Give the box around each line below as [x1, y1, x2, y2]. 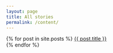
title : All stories [6, 14, 54, 20]
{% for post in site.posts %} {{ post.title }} [6, 36, 107, 43]
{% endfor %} [6, 41, 40, 48]
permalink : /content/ [6, 19, 59, 25]
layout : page [6, 8, 38, 15]
